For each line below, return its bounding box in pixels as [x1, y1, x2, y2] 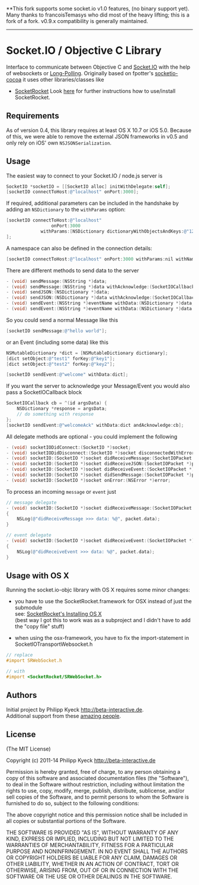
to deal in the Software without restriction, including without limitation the [6, 781, 185, 788]
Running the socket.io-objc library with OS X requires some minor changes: [6, 586, 191, 594]
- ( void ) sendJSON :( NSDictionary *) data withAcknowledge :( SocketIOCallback [6, 295, 197, 301]
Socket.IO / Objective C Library [6, 44, 162, 57]
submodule [14, 604, 43, 612]
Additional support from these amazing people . [6, 712, 121, 719]
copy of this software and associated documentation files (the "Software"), [6, 774, 190, 781]
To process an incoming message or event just [6, 488, 117, 495]
